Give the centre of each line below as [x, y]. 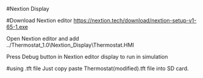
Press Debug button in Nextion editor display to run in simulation [87, 57]
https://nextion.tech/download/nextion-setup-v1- [135, 20]
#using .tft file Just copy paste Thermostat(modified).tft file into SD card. [98, 68]
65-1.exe [17, 27]
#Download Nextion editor [39, 20]
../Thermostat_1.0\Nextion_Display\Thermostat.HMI [70, 45]
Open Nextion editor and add [43, 38]
